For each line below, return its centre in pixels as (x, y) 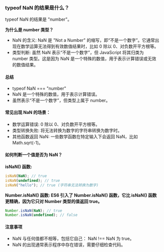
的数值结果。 (25, 65)
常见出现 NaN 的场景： (28, 112)
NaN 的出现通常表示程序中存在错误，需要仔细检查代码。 (69, 245)
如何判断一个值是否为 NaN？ (34, 155)
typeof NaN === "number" (39, 88)
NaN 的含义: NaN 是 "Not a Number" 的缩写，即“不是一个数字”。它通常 (83, 40)
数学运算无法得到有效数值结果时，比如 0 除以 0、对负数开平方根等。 (90, 46)
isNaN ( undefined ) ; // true (33, 180)
